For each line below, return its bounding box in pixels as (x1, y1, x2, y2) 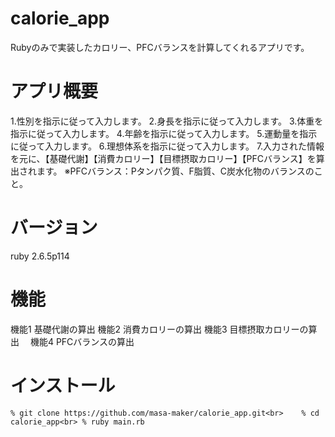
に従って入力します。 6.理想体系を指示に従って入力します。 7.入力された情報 (10, 140, 325, 152)
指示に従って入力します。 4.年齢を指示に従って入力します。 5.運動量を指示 (10, 127, 318, 139)
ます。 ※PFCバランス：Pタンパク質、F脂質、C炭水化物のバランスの (36, 165, 315, 177)
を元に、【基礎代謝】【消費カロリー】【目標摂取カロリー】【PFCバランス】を (10, 152, 317, 164)
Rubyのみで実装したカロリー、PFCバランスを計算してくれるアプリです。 (10, 41, 310, 53)
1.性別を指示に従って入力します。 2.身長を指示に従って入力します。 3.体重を (10, 115, 324, 127)
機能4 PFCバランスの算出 (29, 335, 135, 347)
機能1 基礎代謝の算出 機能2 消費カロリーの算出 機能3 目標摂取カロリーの (10, 323, 309, 335)
